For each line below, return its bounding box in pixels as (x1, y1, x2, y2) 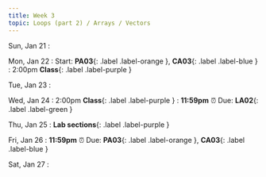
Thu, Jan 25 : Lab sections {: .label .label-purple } (8, 120, 170, 129)
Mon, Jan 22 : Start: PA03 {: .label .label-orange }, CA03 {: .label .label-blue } (8, 56, 258, 66)
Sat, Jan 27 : (8, 160, 49, 169)
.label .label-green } (8, 104, 73, 114)
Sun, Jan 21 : (8, 40, 50, 50)
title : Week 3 (8, 11, 56, 20)
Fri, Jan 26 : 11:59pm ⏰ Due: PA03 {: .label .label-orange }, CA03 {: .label (8, 135, 245, 144)
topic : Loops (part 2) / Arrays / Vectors (8, 19, 151, 27)
